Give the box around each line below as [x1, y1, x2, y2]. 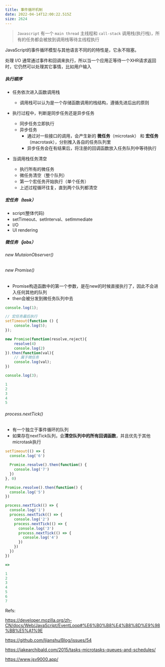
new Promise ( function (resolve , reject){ [5, 336, 87, 341]
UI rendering [12, 227, 38, 233]
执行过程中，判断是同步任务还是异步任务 [12, 110, 95, 116]
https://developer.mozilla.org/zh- [5, 617, 72, 623]
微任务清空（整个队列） [19, 172, 67, 178]
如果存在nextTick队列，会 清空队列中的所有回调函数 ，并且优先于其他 [12, 433, 151, 439]
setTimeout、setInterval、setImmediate [12, 216, 93, 222]
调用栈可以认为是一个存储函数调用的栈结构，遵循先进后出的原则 [19, 100, 149, 106]
